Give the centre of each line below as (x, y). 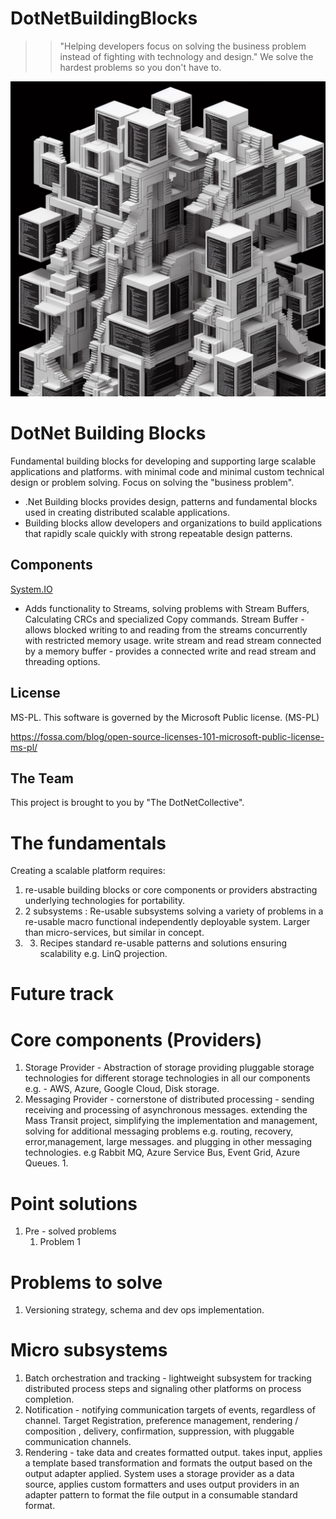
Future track (62, 994)
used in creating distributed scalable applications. (127, 512)
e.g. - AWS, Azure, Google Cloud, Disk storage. (122, 1089)
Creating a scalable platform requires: (88, 871)
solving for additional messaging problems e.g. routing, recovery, (159, 1131)
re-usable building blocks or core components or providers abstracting (171, 890)
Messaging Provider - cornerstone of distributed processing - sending (169, 1099)
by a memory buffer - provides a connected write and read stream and (170, 651)
